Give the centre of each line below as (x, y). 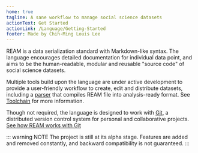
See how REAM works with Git (43, 125)
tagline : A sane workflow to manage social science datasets (84, 17)
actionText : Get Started (37, 23)
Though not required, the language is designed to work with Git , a (88, 113)
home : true (20, 12)
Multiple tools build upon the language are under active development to (94, 82)
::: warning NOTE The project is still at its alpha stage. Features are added (97, 137)
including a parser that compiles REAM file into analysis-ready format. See (98, 95)
